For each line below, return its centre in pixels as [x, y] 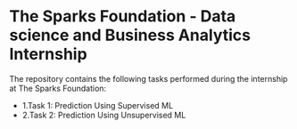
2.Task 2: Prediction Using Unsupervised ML [104, 115]
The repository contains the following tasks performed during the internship [148, 78]
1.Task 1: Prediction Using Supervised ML [98, 105]
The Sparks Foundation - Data [123, 16]
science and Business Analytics [130, 35]
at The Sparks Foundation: [58, 88]
